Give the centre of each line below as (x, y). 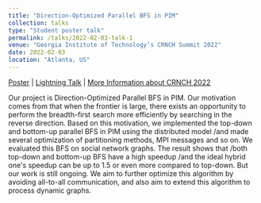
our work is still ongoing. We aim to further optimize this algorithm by (121, 173)
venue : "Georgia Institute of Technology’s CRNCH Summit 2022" (115, 45)
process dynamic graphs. (50, 190)
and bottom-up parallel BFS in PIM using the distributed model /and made (129, 131)
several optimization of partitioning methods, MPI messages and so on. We (130, 140)
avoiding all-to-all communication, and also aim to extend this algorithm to (129, 182)
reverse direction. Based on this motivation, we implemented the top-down (130, 123)
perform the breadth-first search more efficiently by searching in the (120, 114)
